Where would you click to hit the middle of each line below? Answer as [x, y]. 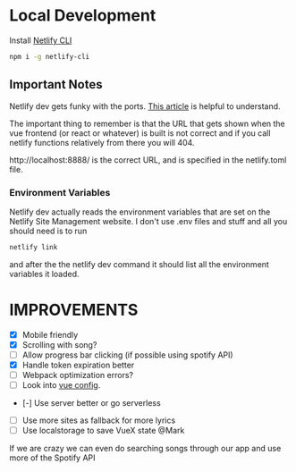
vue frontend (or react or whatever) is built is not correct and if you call [140, 133]
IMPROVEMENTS [74, 310]
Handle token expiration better [78, 365]
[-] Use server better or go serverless [91, 403]
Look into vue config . [61, 385]
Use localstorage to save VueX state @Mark [103, 431]
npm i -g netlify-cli [50, 56]
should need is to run [48, 231]
